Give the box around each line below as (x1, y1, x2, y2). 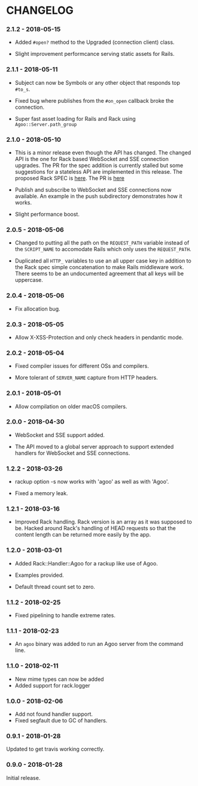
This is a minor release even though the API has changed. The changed (14, 149, 191, 156)
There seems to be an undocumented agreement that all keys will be (14, 270, 184, 277)
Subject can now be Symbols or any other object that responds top (14, 79, 181, 86)
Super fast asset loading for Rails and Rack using (14, 115, 136, 122)
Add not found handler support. (14, 710, 93, 717)
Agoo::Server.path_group (14, 121, 77, 127)
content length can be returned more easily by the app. (14, 531, 151, 538)
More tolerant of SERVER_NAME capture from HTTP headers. (14, 374, 159, 382)
